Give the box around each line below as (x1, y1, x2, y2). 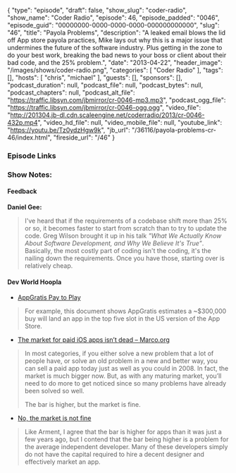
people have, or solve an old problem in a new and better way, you (24, 357, 218, 365)
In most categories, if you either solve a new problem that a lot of (24, 349, 214, 358)
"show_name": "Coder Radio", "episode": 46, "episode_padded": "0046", (7, 13, 220, 22)
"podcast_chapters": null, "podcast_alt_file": (7, 88, 135, 97)
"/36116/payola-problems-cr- (131, 126, 216, 134)
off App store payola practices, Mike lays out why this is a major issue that (7, 36, 223, 44)
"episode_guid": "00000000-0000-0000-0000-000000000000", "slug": (7, 21, 220, 29)
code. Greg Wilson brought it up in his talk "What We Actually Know (24, 232, 222, 240)
